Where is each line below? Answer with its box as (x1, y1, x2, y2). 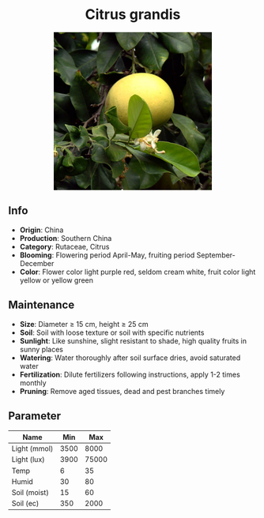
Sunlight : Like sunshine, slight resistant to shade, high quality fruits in (19, 336, 247, 345)
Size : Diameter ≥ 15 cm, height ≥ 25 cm (19, 319, 149, 328)
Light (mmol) (11, 444, 54, 453)
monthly (19, 377, 47, 388)
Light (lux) (11, 455, 45, 464)
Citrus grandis (85, 6, 181, 24)
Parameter (8, 409, 62, 422)
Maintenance (8, 298, 75, 312)
